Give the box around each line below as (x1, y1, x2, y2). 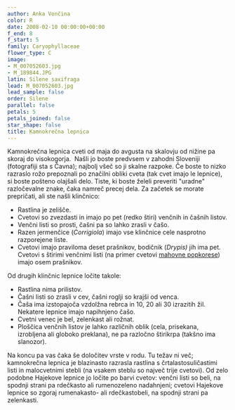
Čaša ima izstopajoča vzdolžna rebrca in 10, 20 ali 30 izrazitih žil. (17, 300, 206, 309)
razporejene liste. (17, 236, 68, 244)
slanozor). (17, 338, 47, 346)
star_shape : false (7, 121, 61, 129)
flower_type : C (7, 50, 52, 57)
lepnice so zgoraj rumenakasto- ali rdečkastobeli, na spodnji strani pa (7, 388, 208, 397)
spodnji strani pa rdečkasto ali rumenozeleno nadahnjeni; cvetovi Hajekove (7, 381, 224, 390)
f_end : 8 (7, 30, 33, 37)
